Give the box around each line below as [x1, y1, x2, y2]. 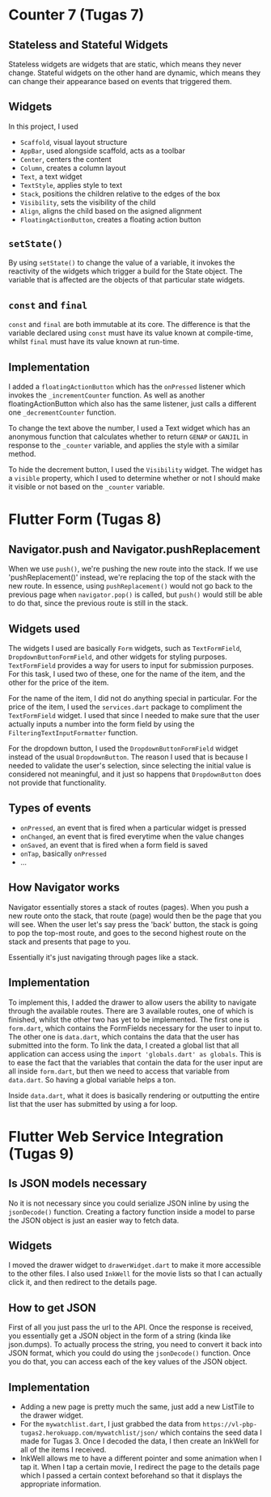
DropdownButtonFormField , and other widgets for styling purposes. [8, 652, 228, 661]
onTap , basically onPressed [19, 848, 108, 858]
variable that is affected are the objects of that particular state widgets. [8, 274, 245, 284]
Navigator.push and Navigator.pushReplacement [8, 542, 260, 556]
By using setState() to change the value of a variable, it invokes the [8, 257, 235, 267]
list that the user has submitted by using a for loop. [8, 1099, 178, 1108]
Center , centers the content [19, 154, 112, 164]
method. [8, 449, 36, 459]
